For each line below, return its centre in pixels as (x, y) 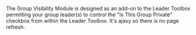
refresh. (16, 27)
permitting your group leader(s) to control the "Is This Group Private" (89, 15)
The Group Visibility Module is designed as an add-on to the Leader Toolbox (98, 8)
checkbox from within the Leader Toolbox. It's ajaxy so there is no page (92, 21)
